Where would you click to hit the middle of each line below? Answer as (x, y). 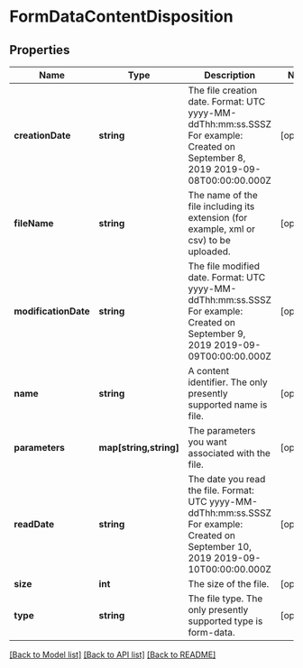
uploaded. (210, 252)
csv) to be (210, 240)
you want (207, 442)
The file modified (224, 266)
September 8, (217, 158)
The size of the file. (229, 584)
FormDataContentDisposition (121, 17)
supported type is (225, 621)
